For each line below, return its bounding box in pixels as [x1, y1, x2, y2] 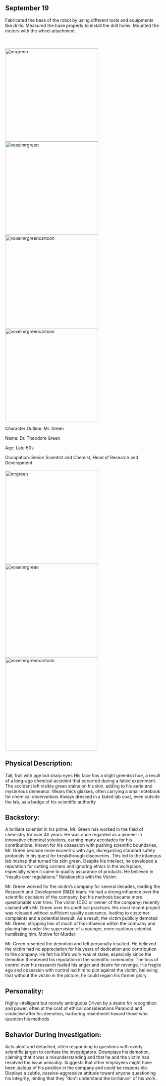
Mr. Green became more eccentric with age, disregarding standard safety [5, 848, 155, 854]
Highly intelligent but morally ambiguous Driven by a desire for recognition [5, 1000, 157, 1006]
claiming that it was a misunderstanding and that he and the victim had [5, 1054, 150, 1060]
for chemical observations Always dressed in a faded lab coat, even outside [5, 793, 160, 799]
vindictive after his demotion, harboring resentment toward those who [5, 1011, 148, 1017]
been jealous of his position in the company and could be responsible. [5, 1065, 149, 1071]
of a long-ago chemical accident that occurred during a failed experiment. [5, 778, 157, 784]
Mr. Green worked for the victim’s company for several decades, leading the [5, 884, 160, 889]
